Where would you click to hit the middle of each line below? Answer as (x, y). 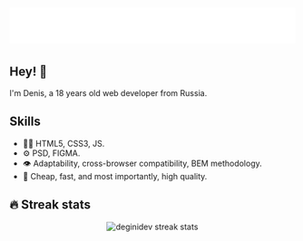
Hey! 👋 (29, 71)
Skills (25, 122)
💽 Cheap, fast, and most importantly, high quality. (115, 176)
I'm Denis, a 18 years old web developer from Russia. (108, 93)
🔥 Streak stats (50, 205)
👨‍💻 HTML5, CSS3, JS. (64, 143)
